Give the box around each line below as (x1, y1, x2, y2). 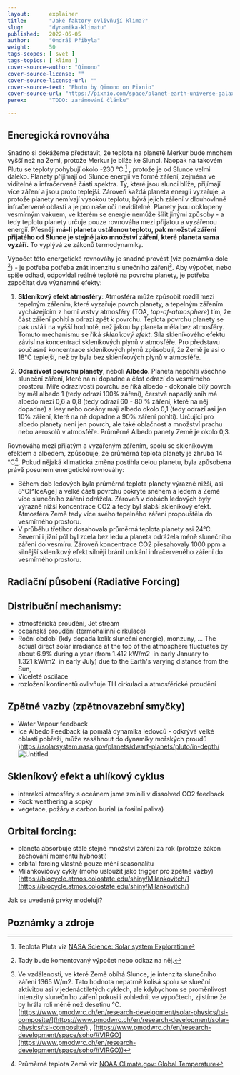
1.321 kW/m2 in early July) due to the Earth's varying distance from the (17, 656, 229, 665)
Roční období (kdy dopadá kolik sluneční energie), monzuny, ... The (17, 634, 216, 643)
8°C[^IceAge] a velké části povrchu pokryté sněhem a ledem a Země (17, 486, 220, 495)
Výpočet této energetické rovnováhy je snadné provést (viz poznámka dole (7, 254, 229, 263)
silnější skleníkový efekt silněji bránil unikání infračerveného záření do (17, 547, 224, 556)
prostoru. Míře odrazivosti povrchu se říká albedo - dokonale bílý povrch (17, 382, 231, 391)
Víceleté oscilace (17, 672, 69, 681)
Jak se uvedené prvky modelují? (7, 896, 103, 904)
